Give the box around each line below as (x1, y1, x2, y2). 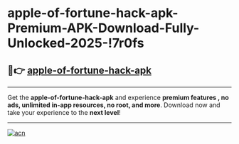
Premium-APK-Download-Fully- (7, 20, 200, 36)
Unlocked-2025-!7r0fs (7, 35, 144, 51)
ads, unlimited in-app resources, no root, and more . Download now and (7, 101, 221, 109)
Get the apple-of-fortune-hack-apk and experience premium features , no (7, 94, 229, 101)
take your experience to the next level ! (7, 109, 121, 116)
